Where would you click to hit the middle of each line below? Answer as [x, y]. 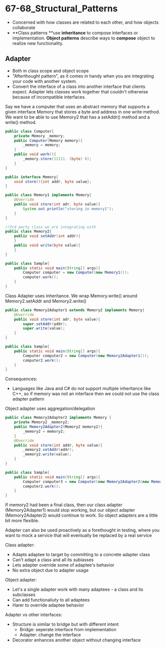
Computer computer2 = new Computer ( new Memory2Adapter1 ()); [86, 356]
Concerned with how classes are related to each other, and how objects [85, 22]
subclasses [24, 595]
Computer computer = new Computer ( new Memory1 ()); [76, 273]
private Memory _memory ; [40, 136]
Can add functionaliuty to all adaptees [51, 600]
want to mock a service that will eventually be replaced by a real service [79, 535]
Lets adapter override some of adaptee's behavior [63, 565]
